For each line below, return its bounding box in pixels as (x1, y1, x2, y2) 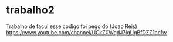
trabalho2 (6, 3, 55, 17)
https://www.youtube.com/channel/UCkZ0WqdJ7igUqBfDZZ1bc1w (6, 29, 167, 36)
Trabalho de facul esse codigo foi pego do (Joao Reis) (6, 23, 138, 30)
